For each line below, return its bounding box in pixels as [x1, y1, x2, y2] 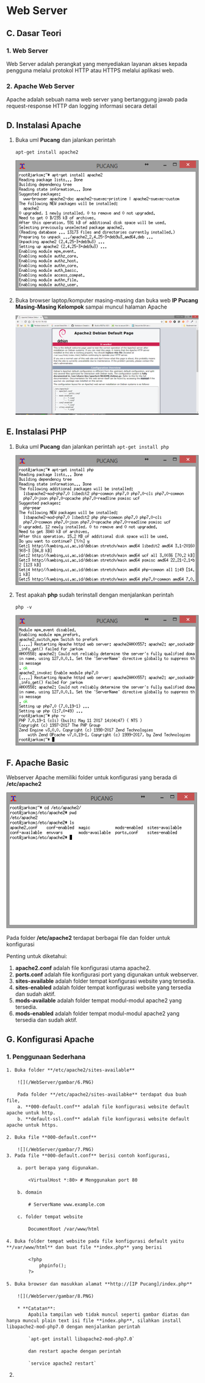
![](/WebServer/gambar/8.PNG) [17, 1293, 95, 1299]
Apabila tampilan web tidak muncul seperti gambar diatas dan [28, 1311, 190, 1318]
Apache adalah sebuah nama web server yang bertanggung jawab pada [6, 96, 188, 103]
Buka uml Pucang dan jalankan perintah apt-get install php [15, 442, 170, 450]
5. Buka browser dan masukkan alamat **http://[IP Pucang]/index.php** [6, 1281, 192, 1287]
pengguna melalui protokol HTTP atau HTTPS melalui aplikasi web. [6, 67, 174, 74]
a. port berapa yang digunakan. [17, 1165, 99, 1171]
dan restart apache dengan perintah [28, 1348, 121, 1354]
